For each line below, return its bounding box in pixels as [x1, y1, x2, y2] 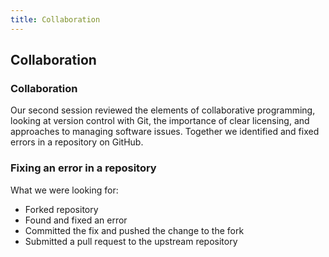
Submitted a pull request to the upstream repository [24, 235, 238, 247]
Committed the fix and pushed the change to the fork [24, 224, 245, 236]
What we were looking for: [10, 184, 119, 196]
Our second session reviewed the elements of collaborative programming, [10, 104, 316, 116]
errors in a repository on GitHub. [10, 136, 144, 148]
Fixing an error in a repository [10, 161, 157, 175]
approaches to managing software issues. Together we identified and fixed [10, 126, 320, 138]
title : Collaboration [10, 14, 101, 25]
